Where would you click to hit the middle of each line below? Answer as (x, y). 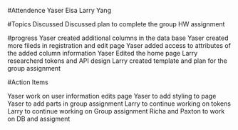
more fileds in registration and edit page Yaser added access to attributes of (119, 45)
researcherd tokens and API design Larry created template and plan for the (118, 61)
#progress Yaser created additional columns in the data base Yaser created (118, 38)
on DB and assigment (39, 119)
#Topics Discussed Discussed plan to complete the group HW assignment (116, 24)
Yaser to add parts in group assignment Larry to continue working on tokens (119, 104)
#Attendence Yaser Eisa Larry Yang (59, 10)
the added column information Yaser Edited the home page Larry (103, 53)
